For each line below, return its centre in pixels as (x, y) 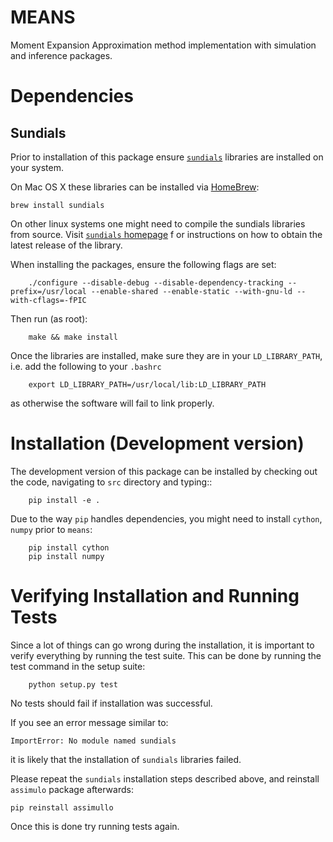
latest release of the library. (66, 245)
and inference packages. (61, 55)
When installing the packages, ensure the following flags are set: (143, 264)
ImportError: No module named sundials (93, 741)
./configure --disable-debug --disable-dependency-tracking (156, 282)
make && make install (73, 337)
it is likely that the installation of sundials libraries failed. (126, 759)
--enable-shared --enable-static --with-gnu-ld (191, 291)
